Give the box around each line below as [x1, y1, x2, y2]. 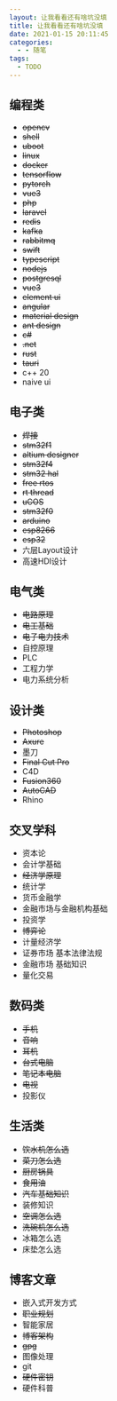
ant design [21, 320, 61, 330]
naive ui [21, 376, 51, 387]
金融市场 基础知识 [21, 958, 87, 969]
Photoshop [21, 727, 62, 738]
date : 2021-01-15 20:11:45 [9, 29, 109, 38]
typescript [21, 254, 60, 265]
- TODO [17, 63, 42, 72]
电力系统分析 [21, 674, 69, 685]
